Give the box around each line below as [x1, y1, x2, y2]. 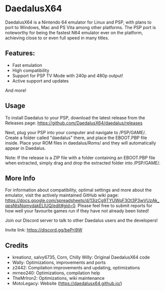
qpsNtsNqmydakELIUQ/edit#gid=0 [5, 203, 75, 209]
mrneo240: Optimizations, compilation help [12, 270, 100, 276]
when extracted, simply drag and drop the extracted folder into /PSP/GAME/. [5, 160, 161, 166]
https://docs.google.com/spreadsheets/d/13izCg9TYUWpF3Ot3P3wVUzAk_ [5, 198, 160, 204]
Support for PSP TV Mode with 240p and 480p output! [12, 72, 123, 79]
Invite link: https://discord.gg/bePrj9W [5, 227, 83, 233]
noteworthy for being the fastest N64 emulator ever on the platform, [5, 29, 143, 35]
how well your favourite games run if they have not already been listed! [5, 208, 149, 214]
